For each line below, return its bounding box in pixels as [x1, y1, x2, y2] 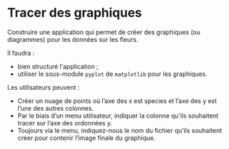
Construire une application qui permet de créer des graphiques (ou [7, 28, 201, 36]
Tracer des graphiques [7, 5, 142, 21]
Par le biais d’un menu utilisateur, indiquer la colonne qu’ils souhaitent [17, 111, 219, 120]
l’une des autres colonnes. [17, 104, 94, 112]
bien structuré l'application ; [17, 62, 99, 70]
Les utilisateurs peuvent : [7, 83, 80, 91]
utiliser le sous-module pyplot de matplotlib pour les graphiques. [17, 70, 208, 78]
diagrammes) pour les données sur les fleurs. [7, 35, 139, 43]
